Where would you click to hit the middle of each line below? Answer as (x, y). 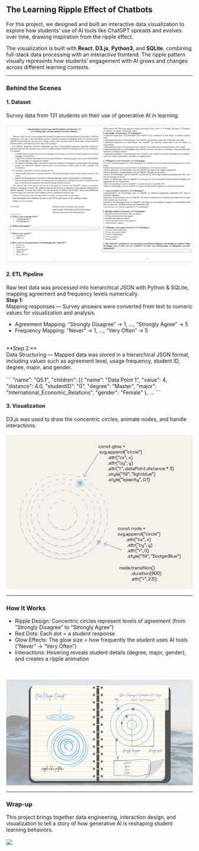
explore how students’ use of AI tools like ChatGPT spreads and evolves (94, 30)
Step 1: (15, 300)
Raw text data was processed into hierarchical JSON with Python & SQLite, (97, 287)
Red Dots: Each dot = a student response (65, 634)
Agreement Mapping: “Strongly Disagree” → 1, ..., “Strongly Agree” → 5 (101, 324)
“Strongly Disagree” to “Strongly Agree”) (64, 627)
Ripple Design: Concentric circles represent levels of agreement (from (100, 621)
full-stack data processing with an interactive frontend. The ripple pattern (96, 54)
